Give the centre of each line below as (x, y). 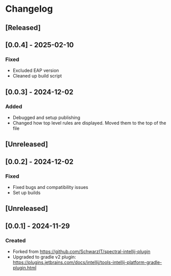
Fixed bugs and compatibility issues (50, 187)
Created (16, 240)
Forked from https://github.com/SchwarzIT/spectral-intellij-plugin (81, 252)
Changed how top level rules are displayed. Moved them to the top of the (89, 123)
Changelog (29, 9)
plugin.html (25, 268)
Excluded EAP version (36, 71)
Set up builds (27, 193)
